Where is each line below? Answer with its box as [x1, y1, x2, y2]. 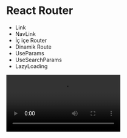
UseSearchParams [15, 56, 62, 63]
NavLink [15, 30, 36, 37]
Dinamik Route [15, 43, 52, 50]
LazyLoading [15, 62, 48, 70]
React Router [6, 4, 74, 18]
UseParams [15, 49, 44, 57]
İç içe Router [15, 36, 47, 44]
